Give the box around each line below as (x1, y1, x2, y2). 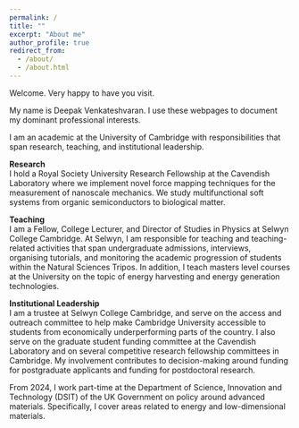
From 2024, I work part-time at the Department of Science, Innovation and (9, 381, 283, 392)
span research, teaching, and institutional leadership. (9, 141, 204, 152)
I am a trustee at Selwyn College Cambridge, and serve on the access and (9, 307, 282, 318)
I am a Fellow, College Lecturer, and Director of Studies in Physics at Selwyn (9, 223, 289, 234)
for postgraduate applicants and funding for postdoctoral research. (9, 364, 256, 375)
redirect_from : (9, 47, 66, 56)
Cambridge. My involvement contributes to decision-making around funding (9, 355, 288, 365)
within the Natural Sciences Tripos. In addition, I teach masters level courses (9, 261, 291, 272)
